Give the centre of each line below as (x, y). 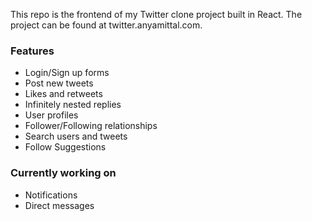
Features (32, 51)
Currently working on (63, 173)
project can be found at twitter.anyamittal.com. (106, 25)
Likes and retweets (63, 94)
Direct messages (59, 205)
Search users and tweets (76, 136)
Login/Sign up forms (67, 73)
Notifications (51, 195)
